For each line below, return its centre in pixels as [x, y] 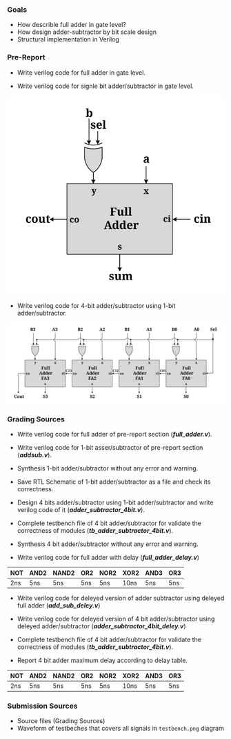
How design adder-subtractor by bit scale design [87, 32]
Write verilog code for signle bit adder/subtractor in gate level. [106, 86]
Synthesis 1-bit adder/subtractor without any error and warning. [108, 468]
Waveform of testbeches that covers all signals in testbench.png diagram [120, 728]
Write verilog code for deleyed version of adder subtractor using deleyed [121, 598]
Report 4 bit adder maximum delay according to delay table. [102, 660]
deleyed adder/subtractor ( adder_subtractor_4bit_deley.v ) [101, 626]
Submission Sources [42, 706]
